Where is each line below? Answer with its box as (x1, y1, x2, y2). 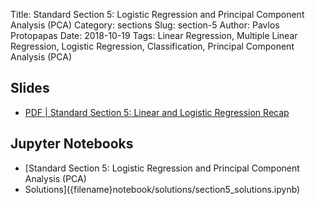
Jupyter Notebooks (10, 135, 134, 153)
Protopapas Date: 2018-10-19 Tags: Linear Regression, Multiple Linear (10, 30, 298, 41)
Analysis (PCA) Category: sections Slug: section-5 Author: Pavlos (10, 19, 280, 31)
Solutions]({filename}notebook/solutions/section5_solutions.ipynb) (24, 183, 301, 195)
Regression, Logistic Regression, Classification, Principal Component (10, 40, 295, 52)
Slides (10, 80, 50, 97)
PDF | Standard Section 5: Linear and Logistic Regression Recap (24, 106, 290, 118)
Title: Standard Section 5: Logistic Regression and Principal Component (10, 9, 305, 20)
